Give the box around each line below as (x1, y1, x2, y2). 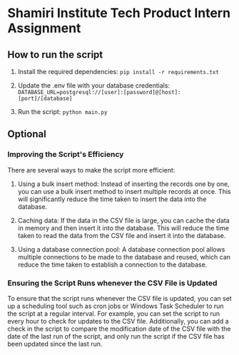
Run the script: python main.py (17, 108, 108, 115)
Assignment (7, 20, 81, 36)
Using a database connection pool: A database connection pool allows (17, 245, 225, 254)
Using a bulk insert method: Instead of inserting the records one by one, (17, 180, 230, 188)
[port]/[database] (17, 95, 73, 102)
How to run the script (7, 48, 103, 61)
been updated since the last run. (7, 339, 103, 348)
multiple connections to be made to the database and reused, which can (17, 252, 230, 261)
